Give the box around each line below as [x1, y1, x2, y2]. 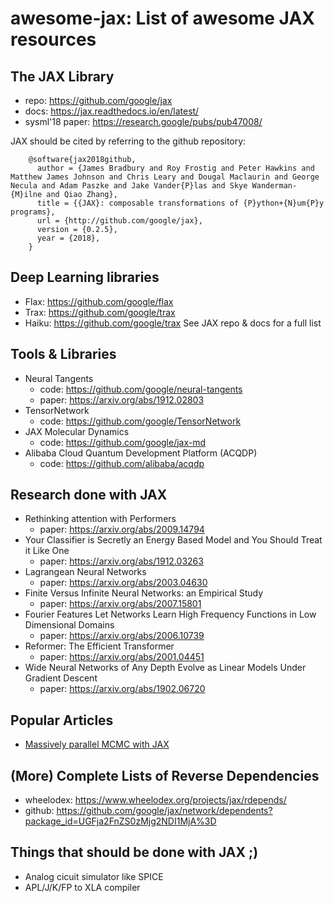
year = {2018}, [36, 233, 101, 243]
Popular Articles [10, 712, 114, 729]
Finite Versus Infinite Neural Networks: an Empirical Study [24, 587, 264, 599]
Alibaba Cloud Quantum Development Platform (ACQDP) [24, 447, 258, 459]
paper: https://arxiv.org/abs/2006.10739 [39, 630, 205, 642]
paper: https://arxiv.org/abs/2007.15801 [39, 598, 202, 610]
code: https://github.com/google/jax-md [39, 436, 207, 448]
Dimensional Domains [24, 619, 115, 631]
